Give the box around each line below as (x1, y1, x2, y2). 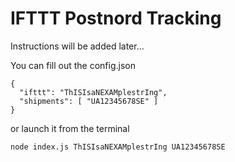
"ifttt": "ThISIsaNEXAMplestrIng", (19, 87, 168, 97)
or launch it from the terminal (10, 122, 130, 134)
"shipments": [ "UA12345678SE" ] (19, 96, 159, 106)
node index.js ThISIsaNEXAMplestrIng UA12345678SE (10, 142, 226, 152)
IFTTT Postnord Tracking (10, 7, 222, 30)
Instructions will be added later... (10, 40, 145, 52)
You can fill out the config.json (10, 59, 136, 71)
